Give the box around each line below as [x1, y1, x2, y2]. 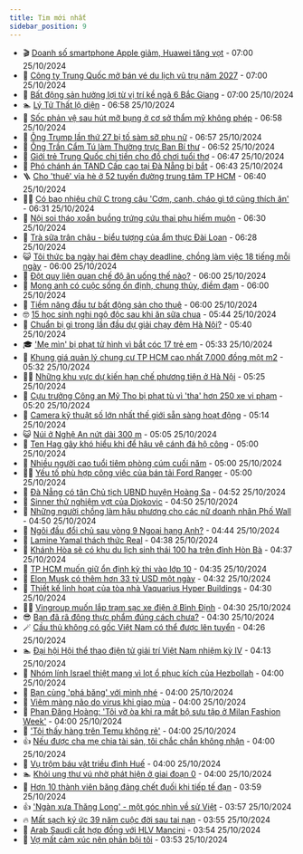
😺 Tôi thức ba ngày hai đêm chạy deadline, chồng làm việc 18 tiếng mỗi [22, 251, 291, 262]
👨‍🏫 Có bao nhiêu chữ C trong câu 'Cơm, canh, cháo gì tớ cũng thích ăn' [22, 193, 289, 204]
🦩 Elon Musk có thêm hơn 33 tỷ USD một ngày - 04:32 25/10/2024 [22, 572, 271, 584]
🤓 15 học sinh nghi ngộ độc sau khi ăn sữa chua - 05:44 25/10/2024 [22, 309, 277, 320]
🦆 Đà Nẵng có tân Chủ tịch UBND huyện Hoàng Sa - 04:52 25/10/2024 [22, 486, 287, 497]
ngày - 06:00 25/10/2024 [22, 260, 118, 272]
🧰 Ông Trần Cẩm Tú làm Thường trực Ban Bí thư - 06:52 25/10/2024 [22, 141, 276, 152]
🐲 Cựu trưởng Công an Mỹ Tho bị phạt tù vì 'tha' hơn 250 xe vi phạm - [22, 390, 283, 401]
